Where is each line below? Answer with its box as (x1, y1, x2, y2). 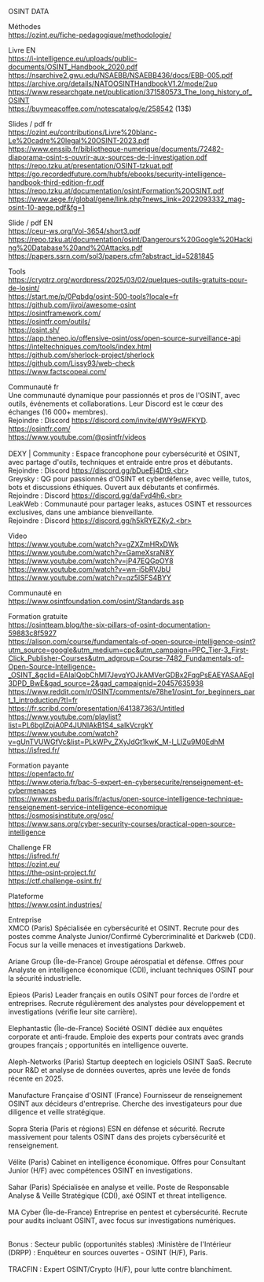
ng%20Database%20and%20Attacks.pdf (8, 243, 143, 252)
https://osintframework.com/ (8, 308, 101, 318)
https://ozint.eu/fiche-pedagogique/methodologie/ (8, 31, 171, 39)
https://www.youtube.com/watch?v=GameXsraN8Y (8, 548, 174, 557)
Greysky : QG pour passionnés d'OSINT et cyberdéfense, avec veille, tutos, (8, 474, 251, 483)
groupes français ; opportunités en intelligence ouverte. (8, 1041, 189, 1049)
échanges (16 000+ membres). (8, 407, 108, 416)
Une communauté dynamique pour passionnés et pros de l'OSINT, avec (8, 391, 241, 400)
